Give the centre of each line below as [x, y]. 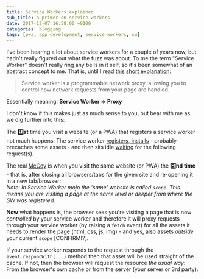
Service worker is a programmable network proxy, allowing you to [104, 83]
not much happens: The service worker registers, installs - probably [92, 141]
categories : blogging [34, 29]
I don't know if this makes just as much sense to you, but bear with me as [98, 113]
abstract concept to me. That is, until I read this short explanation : [89, 71]
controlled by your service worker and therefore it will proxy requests [93, 219]
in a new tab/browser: [34, 181]
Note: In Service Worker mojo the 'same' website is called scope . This [93, 188]
